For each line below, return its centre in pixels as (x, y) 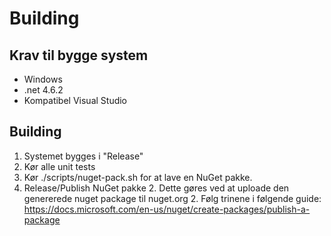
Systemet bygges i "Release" (83, 156)
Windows (43, 79)
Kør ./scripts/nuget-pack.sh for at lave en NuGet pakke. (138, 177)
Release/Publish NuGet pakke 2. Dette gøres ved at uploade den (156, 188)
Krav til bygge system (79, 55)
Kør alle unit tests (59, 166)
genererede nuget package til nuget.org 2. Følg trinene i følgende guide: (172, 198)
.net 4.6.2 (43, 90)
